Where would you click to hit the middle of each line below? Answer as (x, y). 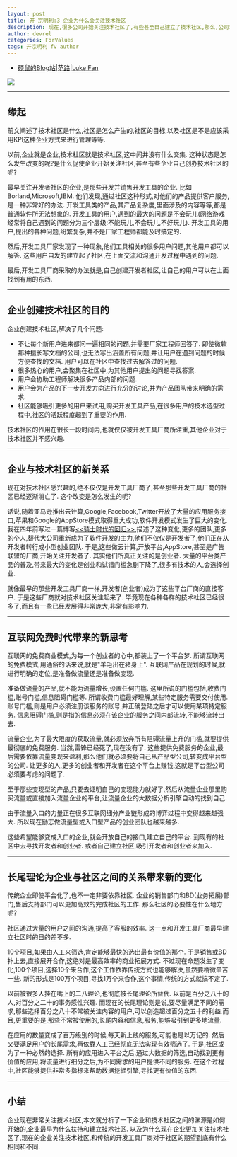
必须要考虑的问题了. (36, 774)
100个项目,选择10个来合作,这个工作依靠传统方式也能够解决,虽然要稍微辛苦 (121, 969)
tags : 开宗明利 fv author (43, 47)
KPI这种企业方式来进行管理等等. (59, 139)
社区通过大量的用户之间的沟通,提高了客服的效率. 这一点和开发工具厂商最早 (115, 928)
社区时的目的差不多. (42, 937)
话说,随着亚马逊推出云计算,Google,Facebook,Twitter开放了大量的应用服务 (114, 512)
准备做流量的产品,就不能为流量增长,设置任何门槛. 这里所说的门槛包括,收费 (114, 689)
